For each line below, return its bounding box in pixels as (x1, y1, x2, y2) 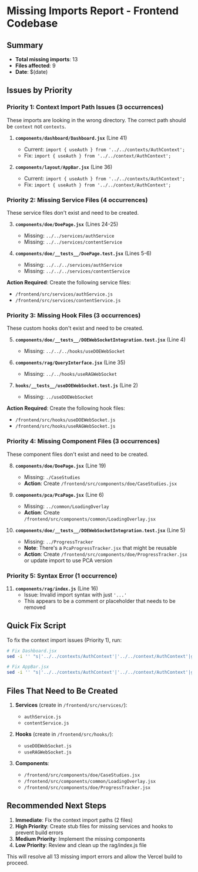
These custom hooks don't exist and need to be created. (6, 324, 144, 332)
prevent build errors (15, 829, 63, 836)
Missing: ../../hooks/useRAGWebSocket (24, 371, 117, 378)
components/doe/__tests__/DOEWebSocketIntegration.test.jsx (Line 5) (15, 526, 186, 533)
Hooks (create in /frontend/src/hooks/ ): (15, 730, 113, 737)
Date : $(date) (15, 68, 48, 75)
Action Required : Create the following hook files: (6, 405, 126, 412)
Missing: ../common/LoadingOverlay (24, 503, 109, 510)
